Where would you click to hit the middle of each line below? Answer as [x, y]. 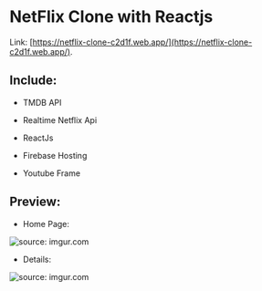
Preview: [35, 202]
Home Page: [46, 223]
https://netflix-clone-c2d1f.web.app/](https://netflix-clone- [142, 42]
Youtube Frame [51, 173]
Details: [37, 259]
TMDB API [42, 102]
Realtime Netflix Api [60, 120]
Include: [33, 81]
